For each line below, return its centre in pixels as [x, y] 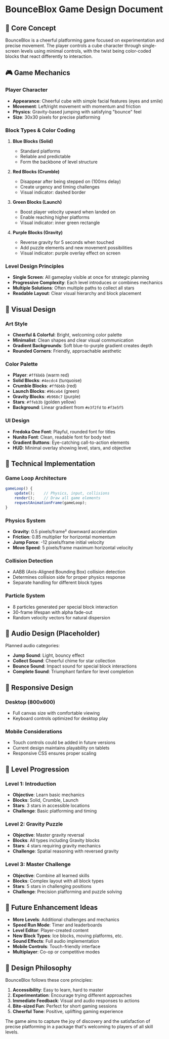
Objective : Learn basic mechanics [48, 795]
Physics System [25, 521]
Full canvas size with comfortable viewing [56, 713]
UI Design [17, 421]
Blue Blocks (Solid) [33, 141]
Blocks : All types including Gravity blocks [56, 840]
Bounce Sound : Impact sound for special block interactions [75, 666]
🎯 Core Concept [31, 28]
